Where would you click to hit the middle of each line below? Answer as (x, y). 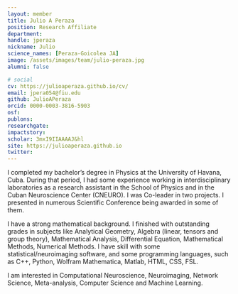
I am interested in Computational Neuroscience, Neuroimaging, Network (113, 276)
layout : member (30, 14)
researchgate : (28, 126)
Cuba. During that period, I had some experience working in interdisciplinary (119, 180)
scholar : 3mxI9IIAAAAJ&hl (45, 139)
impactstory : (27, 132)
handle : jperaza (31, 40)
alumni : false (28, 67)
